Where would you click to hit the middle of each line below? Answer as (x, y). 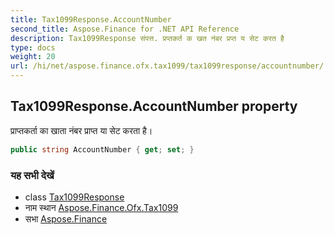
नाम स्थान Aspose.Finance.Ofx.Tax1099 (101, 207)
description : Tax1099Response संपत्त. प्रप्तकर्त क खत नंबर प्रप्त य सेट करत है (147, 38)
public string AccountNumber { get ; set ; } (102, 149)
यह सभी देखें (32, 175)
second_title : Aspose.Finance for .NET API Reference (125, 29)
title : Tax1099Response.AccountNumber (91, 19)
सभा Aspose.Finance (66, 218)
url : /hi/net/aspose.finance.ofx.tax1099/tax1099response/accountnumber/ (167, 66)
